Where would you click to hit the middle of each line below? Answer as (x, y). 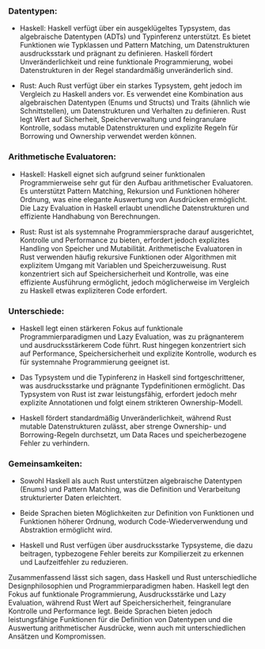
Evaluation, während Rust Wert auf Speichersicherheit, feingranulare (120, 603)
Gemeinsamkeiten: (45, 464)
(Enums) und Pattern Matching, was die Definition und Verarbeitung (130, 490)
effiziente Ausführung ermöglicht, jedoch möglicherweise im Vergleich (134, 282)
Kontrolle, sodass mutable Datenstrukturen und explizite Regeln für (129, 128)
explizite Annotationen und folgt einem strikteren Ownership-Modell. (131, 403)
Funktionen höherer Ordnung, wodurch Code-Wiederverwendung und (133, 521)
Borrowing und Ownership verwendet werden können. (108, 136)
